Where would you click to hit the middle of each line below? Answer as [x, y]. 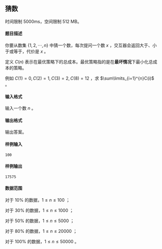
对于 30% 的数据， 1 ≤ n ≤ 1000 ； [40, 210]
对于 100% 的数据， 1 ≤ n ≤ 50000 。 [42, 242]
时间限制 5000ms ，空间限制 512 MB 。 [43, 21]
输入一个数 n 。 [20, 108]
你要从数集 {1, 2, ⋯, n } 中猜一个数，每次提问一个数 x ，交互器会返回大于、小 [81, 45]
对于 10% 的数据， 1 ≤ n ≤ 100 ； [38, 200]
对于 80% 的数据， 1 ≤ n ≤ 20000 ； [41, 231]
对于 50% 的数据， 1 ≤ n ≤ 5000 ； [40, 221]
